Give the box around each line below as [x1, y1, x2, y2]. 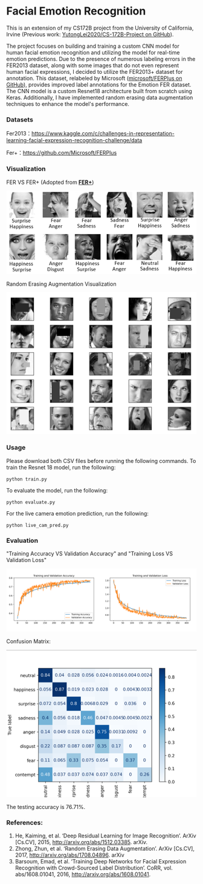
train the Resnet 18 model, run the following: [6, 463, 116, 471]
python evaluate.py [6, 499, 56, 505]
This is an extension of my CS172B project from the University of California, [6, 24, 194, 31]
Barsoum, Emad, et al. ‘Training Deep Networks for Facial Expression [14, 858, 187, 865]
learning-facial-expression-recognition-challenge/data [6, 137, 143, 144]
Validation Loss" [6, 557, 47, 564]
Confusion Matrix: [6, 638, 51, 645]
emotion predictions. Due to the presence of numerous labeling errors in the [6, 55, 196, 62]
